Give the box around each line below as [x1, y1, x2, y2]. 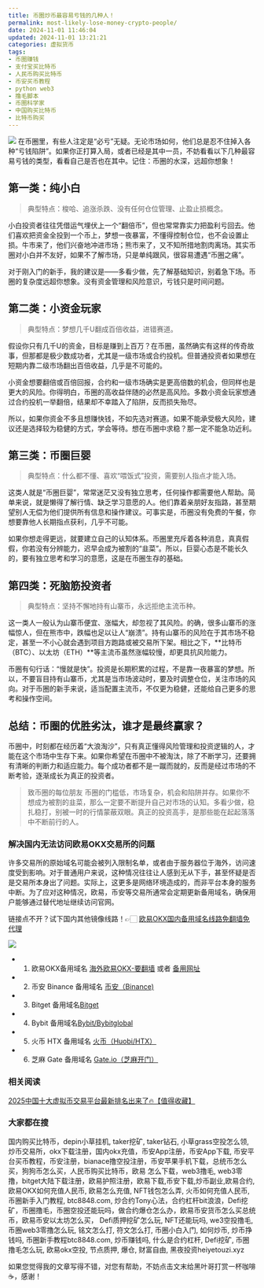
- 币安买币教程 [8, 77, 51, 85]
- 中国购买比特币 [8, 107, 57, 115]
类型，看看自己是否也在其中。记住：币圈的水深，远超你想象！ [35, 156, 236, 165]
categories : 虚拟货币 [8, 41, 75, 49]
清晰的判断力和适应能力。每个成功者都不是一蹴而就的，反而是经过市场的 [14, 761, 249, 770]
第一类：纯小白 [8, 182, 81, 195]
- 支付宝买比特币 [8, 63, 57, 71]
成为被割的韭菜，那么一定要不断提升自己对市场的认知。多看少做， [34, 797, 248, 806]
